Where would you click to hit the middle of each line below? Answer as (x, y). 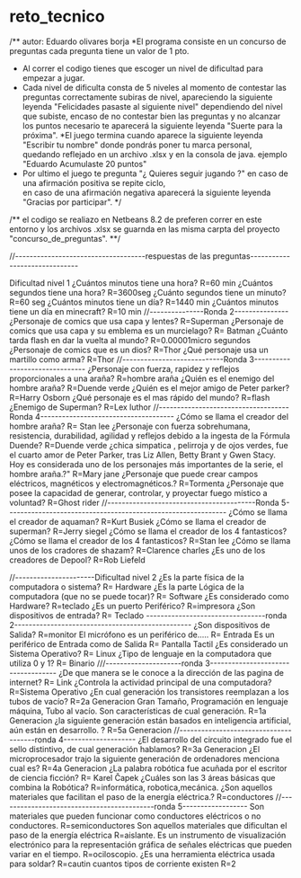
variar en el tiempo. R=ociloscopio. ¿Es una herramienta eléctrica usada (142, 854)
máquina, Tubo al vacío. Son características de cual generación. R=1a (138, 711)
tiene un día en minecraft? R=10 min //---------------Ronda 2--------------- (149, 311)
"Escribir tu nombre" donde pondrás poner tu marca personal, (137, 145)
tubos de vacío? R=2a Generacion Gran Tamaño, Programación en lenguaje (149, 701)
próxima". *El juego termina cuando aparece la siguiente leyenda (142, 135)
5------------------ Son (221, 806)
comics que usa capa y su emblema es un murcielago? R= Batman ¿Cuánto (149, 331)
